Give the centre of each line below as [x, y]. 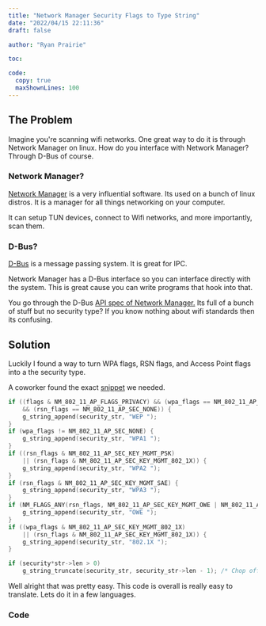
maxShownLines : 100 [47, 88]
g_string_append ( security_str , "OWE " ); [90, 513]
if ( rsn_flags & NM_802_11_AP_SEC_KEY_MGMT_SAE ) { [93, 483]
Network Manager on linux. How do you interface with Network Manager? [129, 147]
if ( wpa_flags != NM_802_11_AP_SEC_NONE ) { [81, 431]
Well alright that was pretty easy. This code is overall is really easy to [121, 586]
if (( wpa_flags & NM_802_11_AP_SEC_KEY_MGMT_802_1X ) [97, 527]
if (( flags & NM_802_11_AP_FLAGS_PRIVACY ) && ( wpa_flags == [110, 402]
